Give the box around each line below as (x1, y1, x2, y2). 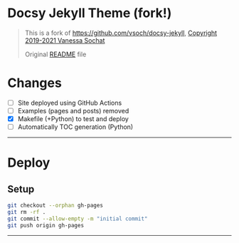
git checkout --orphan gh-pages (7, 202, 103, 210)
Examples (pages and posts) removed (17, 106, 129, 115)
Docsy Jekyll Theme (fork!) (7, 5, 172, 21)
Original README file (24, 50, 87, 58)
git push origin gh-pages (7, 222, 84, 229)
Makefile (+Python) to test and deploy (17, 115, 129, 123)
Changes (7, 75, 62, 91)
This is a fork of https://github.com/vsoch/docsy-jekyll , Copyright (24, 29, 218, 37)
